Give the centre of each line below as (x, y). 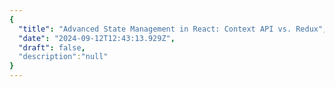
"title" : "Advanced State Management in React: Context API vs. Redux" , (173, 29)
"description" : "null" (63, 57)
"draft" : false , (52, 47)
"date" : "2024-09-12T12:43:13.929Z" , (97, 38)
